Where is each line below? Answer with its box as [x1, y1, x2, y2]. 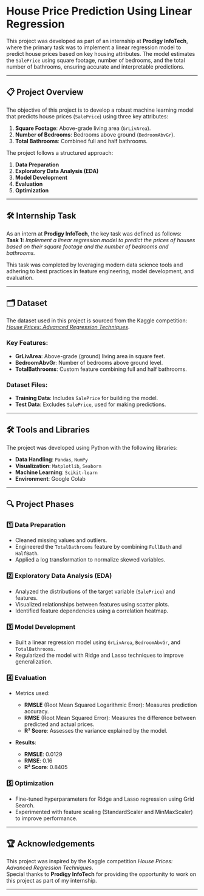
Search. [15, 801, 35, 809]
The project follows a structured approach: [6, 149, 114, 156]
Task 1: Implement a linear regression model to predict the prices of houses [6, 236, 195, 243]
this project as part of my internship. [6, 877, 97, 884]
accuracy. [24, 708, 49, 715]
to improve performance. [15, 815, 78, 822]
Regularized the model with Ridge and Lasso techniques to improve [15, 651, 184, 659]
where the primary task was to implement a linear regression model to [6, 44, 182, 51]
